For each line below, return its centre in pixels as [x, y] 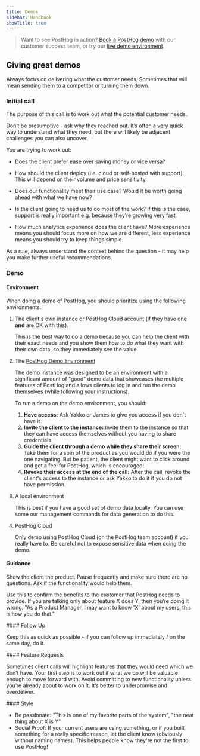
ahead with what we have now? [53, 197]
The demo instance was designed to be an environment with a [91, 372]
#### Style [20, 703]
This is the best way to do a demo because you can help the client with [102, 336]
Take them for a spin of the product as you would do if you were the [107, 452]
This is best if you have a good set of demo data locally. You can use [99, 507]
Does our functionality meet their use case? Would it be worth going [98, 191]
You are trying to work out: [39, 150]
